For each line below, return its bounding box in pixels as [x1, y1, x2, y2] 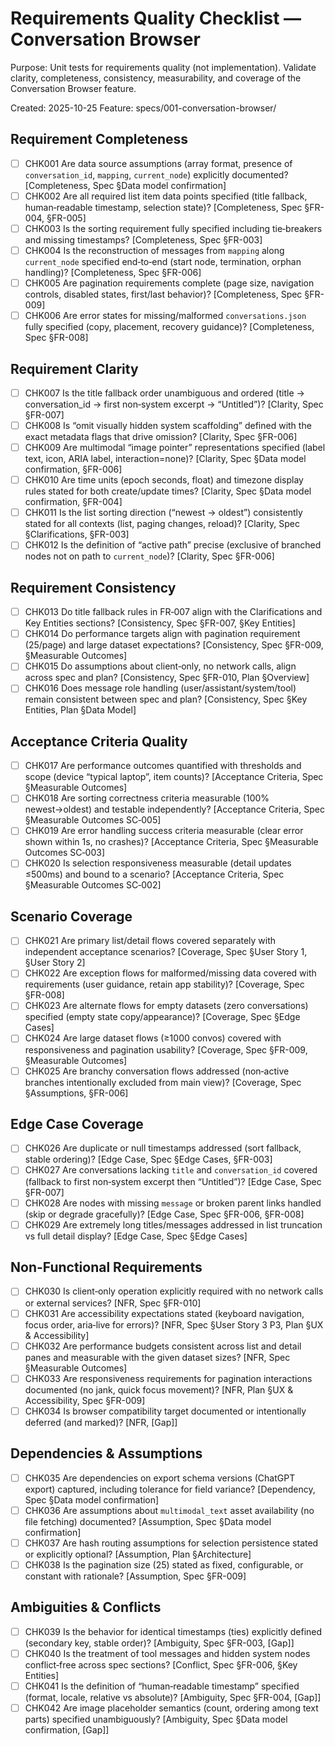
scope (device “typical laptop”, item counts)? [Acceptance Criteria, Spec [24, 771, 324, 783]
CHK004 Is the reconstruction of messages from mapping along [24, 244, 285, 256]
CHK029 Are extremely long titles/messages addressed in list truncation [24, 1218, 323, 1231]
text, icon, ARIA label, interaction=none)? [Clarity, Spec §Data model [24, 453, 307, 465]
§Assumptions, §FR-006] [24, 1087, 129, 1099]
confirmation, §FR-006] [24, 463, 123, 476]
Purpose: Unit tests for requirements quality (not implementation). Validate [10, 61, 317, 73]
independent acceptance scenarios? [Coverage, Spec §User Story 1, [24, 946, 308, 958]
